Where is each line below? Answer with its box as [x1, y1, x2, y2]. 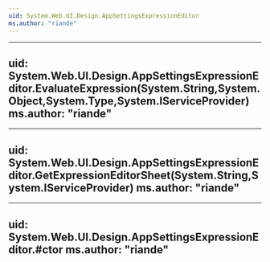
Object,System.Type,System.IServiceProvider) [8, 94, 250, 108]
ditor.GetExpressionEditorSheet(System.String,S [8, 168, 259, 182]
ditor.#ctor [8, 243, 63, 256]
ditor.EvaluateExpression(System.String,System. [8, 81, 261, 95]
